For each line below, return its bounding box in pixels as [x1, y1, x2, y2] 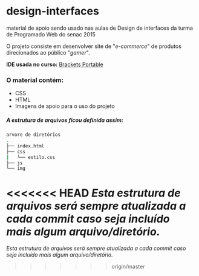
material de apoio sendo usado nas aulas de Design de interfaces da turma [6, 24, 194, 32]
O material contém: [6, 76, 64, 84]
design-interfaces [6, 4, 100, 18]
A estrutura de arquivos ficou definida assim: [6, 116, 124, 124]
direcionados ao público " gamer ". [6, 49, 90, 56]
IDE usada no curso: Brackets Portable [6, 61, 104, 68]
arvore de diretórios [6, 132, 61, 138]
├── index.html [6, 143, 45, 149]
